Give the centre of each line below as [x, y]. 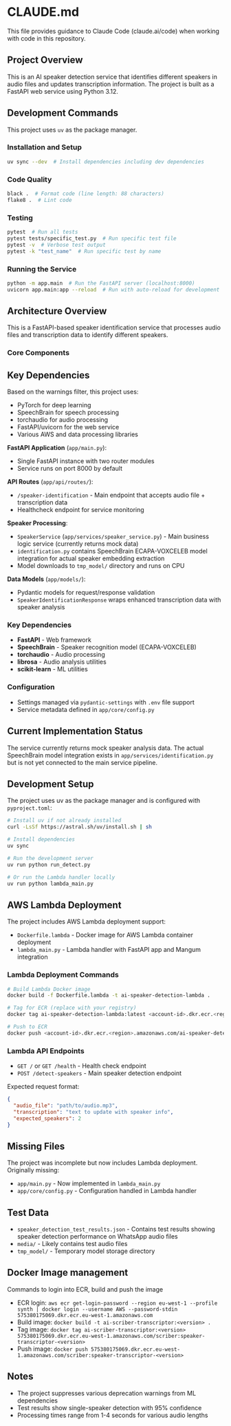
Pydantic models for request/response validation [86, 593]
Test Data [28, 1213]
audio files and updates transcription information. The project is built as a [111, 84]
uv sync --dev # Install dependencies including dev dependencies [106, 162]
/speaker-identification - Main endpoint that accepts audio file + [111, 495]
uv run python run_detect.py [49, 865]
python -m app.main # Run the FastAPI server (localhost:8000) [101, 283]
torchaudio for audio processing [63, 420]
